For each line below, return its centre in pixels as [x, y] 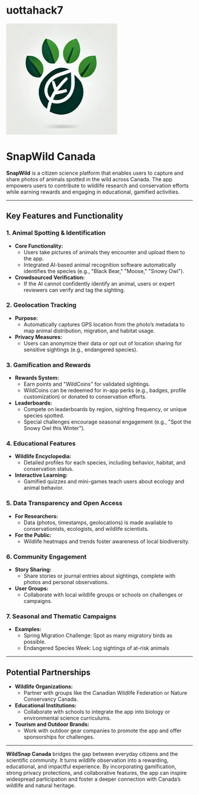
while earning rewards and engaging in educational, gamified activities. [93, 192]
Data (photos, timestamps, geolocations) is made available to [98, 522]
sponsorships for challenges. [59, 737]
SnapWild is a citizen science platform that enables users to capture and [95, 173]
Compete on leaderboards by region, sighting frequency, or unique [105, 409]
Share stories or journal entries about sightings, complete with [99, 576]
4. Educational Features [41, 444]
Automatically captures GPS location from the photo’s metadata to [104, 324]
